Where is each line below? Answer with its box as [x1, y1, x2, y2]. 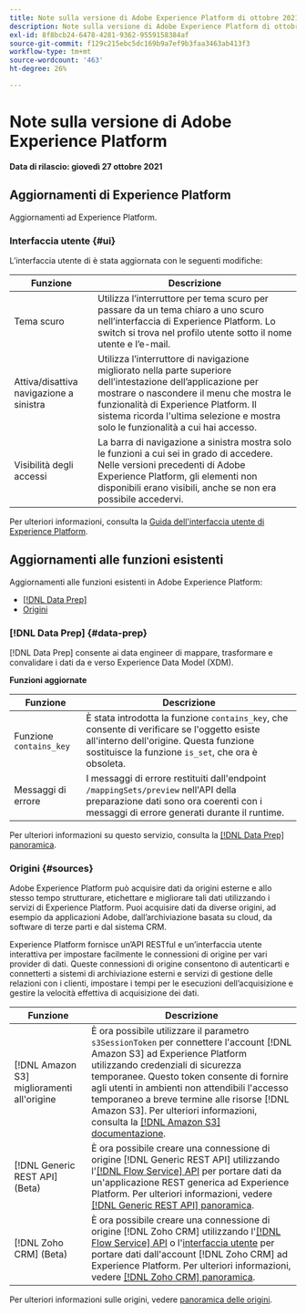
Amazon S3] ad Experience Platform [90, 1048, 248, 1061]
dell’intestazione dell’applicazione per [97, 375, 260, 388]
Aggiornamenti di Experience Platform [9, 188, 231, 203]
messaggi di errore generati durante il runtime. [86, 806, 285, 819]
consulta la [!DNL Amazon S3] [90, 1116, 221, 1129]
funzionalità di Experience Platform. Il [97, 398, 257, 410]
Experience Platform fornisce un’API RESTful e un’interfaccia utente [9, 939, 262, 950]
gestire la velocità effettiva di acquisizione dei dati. [9, 988, 199, 998]
